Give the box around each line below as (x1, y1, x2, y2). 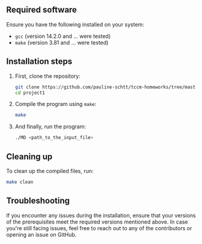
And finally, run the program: (14, 123, 86, 130)
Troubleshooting (6, 196, 70, 206)
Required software (6, 5, 77, 15)
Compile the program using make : (14, 101, 97, 108)
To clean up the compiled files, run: (6, 167, 94, 174)
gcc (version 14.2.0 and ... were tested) (14, 33, 111, 40)
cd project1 (14, 90, 45, 96)
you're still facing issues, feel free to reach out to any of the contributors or (6, 224, 192, 231)
